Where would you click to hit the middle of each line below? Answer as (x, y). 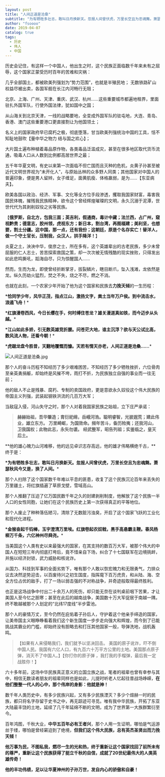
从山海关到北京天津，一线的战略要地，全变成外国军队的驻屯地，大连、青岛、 (82, 115)
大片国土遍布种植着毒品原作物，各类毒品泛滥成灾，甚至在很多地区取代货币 (80, 149)
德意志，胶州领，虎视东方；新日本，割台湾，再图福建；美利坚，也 (89, 223)
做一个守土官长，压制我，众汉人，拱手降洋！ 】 (52, 236)
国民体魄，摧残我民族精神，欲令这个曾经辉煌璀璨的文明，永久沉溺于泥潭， (80, 201)
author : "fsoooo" (23, 23)
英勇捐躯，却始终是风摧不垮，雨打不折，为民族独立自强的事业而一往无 (84, 373)
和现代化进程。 (20, 519)
